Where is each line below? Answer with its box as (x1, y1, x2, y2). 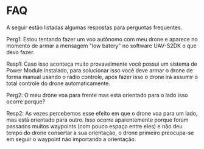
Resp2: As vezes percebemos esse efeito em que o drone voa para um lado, (6, 109, 198, 117)
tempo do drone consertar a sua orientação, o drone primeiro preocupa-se (6, 129, 194, 136)
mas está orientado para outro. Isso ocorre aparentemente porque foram (6, 116, 189, 123)
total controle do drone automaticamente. (6, 80, 111, 87)
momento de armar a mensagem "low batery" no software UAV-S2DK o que (6, 42, 197, 49)
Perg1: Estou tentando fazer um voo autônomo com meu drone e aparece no (6, 35, 198, 43)
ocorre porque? (6, 98, 46, 105)
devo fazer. (6, 48, 35, 55)
